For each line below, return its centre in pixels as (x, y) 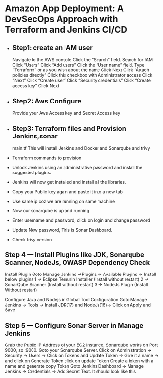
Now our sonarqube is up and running (51, 210)
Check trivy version (32, 239)
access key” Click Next (36, 86)
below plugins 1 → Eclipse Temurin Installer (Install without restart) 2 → (77, 279)
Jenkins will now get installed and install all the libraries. (69, 182)
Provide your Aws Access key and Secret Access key (66, 113)
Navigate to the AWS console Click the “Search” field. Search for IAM (82, 59)
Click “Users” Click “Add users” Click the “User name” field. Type (78, 65)
